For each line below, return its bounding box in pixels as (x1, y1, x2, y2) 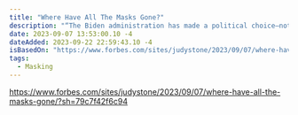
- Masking (17, 63, 53, 72)
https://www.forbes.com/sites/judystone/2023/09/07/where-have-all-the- (9, 86, 281, 97)
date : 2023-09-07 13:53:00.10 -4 (9, 29, 133, 38)
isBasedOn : (9, 46, 50, 55)
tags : (9, 54, 29, 63)
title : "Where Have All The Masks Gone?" (9, 12, 165, 22)
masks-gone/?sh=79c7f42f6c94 (9, 96, 129, 106)
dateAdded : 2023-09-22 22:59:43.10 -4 (9, 37, 153, 47)
